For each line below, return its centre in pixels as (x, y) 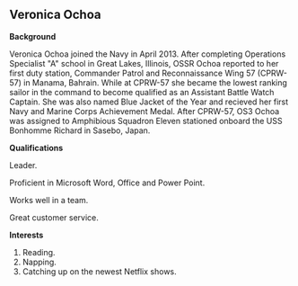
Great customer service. (54, 217)
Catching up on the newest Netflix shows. (99, 271)
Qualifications (36, 147)
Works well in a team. (49, 200)
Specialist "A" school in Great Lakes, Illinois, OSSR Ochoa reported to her (144, 63)
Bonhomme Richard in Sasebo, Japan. (80, 130)
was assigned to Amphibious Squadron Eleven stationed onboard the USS (146, 121)
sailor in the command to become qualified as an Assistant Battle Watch (142, 92)
